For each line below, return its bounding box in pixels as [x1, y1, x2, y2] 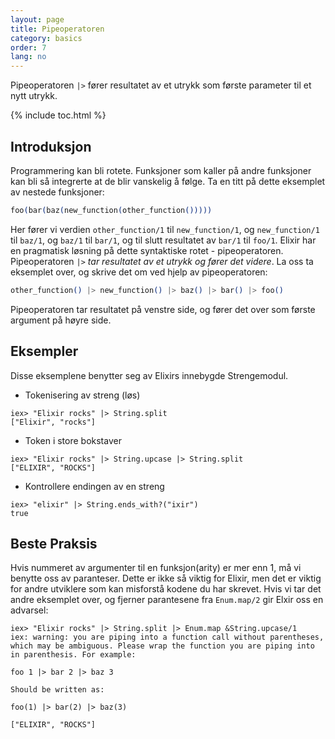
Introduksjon [10, 138, 92, 155]
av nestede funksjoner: [10, 186, 105, 198]
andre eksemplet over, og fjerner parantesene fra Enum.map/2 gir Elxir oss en [10, 594, 324, 606]
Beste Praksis [10, 535, 98, 552]
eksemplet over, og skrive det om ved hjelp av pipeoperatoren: [10, 266, 268, 278]
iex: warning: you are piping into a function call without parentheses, [10, 632, 325, 643]
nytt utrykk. [10, 90, 58, 102]
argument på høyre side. [10, 314, 112, 326]
